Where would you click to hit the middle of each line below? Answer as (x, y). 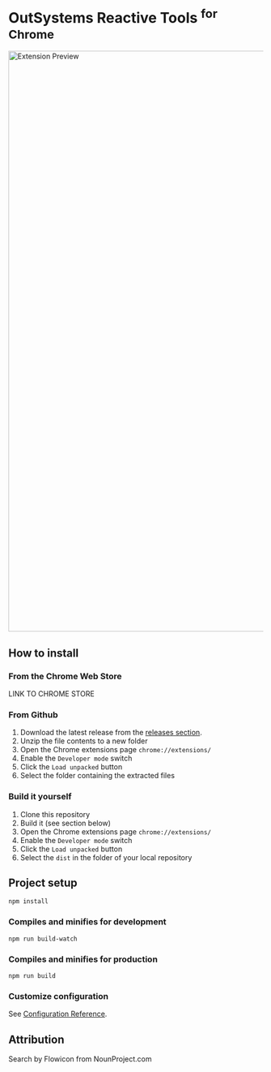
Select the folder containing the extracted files (97, 776)
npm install (28, 902)
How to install (44, 653)
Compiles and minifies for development (88, 922)
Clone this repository (55, 814)
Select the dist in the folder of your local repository (106, 857)
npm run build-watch (43, 939)
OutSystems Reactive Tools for (113, 17)
